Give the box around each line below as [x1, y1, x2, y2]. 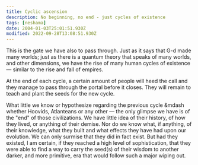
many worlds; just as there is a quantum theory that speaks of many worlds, [6, 53, 191, 61]
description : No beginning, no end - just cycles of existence [6, 14, 166, 20]
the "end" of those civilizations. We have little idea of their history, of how [6, 114, 186, 122]
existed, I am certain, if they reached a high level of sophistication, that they [6, 139, 191, 147]
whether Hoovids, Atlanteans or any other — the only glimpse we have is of [6, 108, 190, 115]
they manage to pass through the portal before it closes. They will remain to [6, 84, 191, 91]
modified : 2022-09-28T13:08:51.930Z [6, 31, 97, 37]
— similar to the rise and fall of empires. [6, 66, 104, 73]
